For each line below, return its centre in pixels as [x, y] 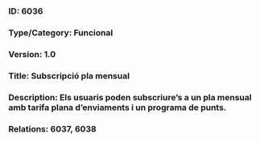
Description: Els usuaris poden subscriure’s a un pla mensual [130, 97]
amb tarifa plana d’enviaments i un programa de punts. [118, 108]
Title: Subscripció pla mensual [69, 75]
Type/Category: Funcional [61, 32]
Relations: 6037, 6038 [52, 128]
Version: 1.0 [32, 54]
